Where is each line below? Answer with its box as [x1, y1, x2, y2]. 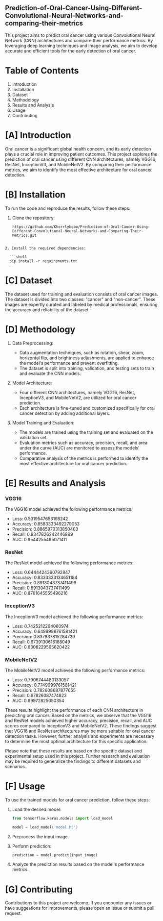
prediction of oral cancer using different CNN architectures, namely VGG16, [5, 156, 157, 162]
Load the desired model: [12, 806, 61, 812]
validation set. [19, 434, 48, 440]
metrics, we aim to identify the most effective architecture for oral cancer [5, 167, 152, 173]
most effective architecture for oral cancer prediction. [19, 460, 127, 466]
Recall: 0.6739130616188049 [12, 639, 71, 645]
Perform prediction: [12, 843, 52, 849]
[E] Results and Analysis [5, 477, 106, 489]
